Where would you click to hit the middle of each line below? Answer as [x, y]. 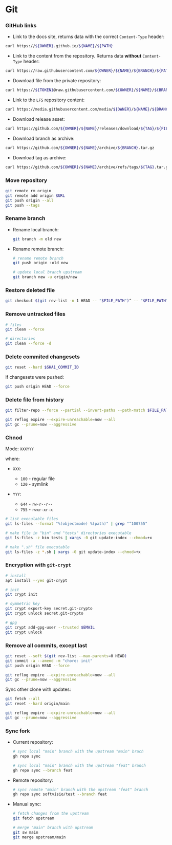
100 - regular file [38, 479]
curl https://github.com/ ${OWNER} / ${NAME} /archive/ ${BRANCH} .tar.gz [80, 148]
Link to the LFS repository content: [49, 100]
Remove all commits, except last [46, 645]
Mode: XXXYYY [20, 449]
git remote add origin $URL [35, 196]
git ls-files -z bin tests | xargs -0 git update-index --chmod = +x [79, 538]
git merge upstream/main [39, 837]
